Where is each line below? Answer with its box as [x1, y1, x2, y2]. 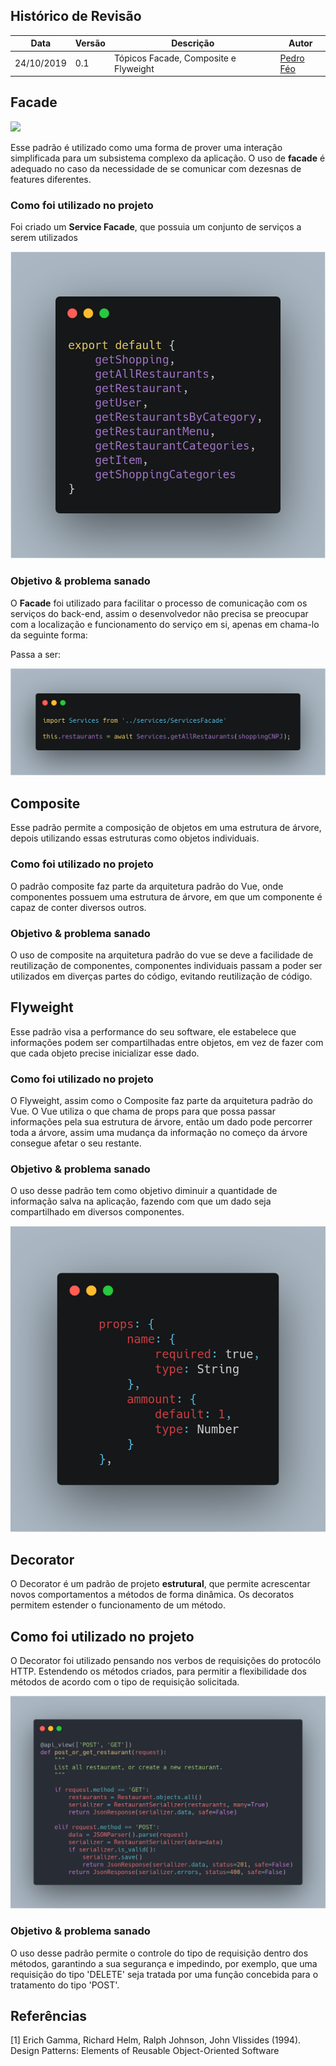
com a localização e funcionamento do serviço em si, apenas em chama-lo [10, 618, 320, 630]
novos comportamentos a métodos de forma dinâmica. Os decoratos [10, 1589, 295, 1601]
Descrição [171, 37, 215, 49]
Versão [74, 37, 106, 49]
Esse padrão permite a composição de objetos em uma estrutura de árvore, [10, 822, 322, 834]
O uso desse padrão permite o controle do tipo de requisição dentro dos [10, 1947, 309, 1959]
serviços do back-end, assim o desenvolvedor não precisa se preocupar [10, 607, 309, 619]
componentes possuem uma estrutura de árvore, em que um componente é [10, 890, 323, 903]
